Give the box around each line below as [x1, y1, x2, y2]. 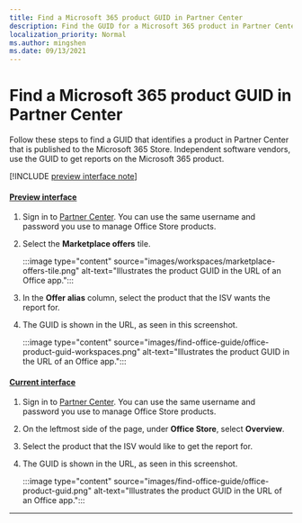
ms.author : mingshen [9, 38, 87, 48]
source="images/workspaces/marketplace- [113, 256, 276, 266]
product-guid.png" [22, 485, 93, 496]
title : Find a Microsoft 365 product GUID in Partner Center [9, 13, 244, 23]
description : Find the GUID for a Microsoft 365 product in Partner [9, 22, 271, 31]
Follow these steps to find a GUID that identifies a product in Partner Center [9, 134, 289, 145]
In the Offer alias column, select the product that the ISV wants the [22, 293, 271, 303]
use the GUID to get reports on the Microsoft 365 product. [9, 154, 225, 165]
